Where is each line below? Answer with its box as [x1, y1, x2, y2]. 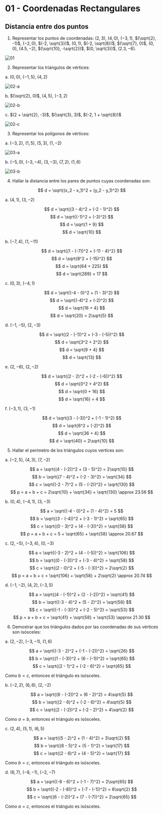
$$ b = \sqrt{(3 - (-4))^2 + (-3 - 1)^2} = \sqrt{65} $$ [30, 516, 134, 521]
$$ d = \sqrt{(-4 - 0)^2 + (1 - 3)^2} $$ [44, 290, 120, 296]
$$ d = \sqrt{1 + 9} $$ [59, 221, 104, 227]
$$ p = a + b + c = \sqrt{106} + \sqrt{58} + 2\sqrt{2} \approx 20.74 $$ [11, 573, 152, 578]
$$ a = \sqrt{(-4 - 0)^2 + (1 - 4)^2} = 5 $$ [40, 508, 124, 514]
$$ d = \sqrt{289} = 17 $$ [55, 271, 108, 277]
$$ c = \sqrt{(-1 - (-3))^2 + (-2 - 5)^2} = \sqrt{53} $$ [29, 607, 135, 613]
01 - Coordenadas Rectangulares [5, 3, 141, 14]
